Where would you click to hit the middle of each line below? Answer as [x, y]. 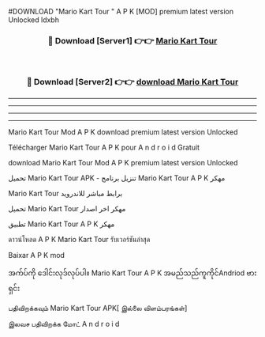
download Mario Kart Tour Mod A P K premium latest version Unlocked [123, 162]
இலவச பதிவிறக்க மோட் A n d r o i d [64, 324]
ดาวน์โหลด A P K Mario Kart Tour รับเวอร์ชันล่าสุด [79, 239]
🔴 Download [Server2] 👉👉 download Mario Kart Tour [132, 82]
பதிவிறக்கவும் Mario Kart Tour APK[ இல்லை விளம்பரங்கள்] [98, 308]
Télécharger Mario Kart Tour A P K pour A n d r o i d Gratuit [104, 147]
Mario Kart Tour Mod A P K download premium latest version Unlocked [123, 132]
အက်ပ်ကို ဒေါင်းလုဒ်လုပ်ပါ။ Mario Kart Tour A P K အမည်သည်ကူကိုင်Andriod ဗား [132, 273]
